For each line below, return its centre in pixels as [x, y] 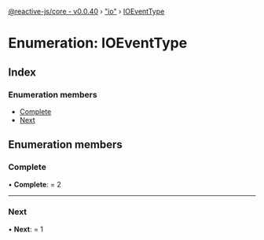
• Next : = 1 [26, 229]
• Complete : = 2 [35, 184]
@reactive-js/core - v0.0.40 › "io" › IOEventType [86, 11]
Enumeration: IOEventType [98, 43]
